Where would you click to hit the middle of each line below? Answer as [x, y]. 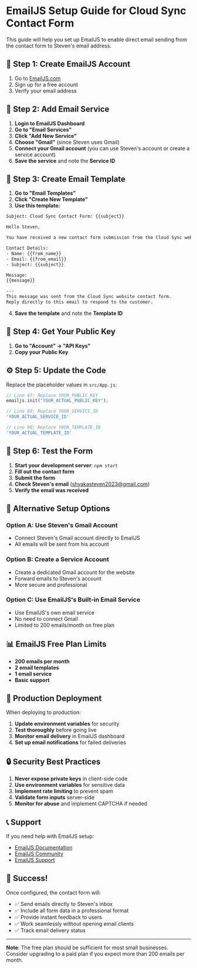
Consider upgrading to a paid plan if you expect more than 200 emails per [95, 953]
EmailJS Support [35, 860]
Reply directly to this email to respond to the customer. [80, 302]
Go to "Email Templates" [45, 193]
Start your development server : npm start [66, 465]
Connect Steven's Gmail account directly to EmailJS [77, 538]
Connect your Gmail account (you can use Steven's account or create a [102, 148]
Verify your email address [46, 91]
